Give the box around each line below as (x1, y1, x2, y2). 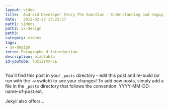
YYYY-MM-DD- (118, 83, 151, 89)
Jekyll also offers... (5, 98, 45, 104)
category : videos (5, 36, 42, 41)
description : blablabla (5, 54, 55, 59)
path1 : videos (5, 21, 35, 27)
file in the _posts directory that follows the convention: (5, 83, 118, 89)
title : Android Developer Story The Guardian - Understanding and (5, 12, 150, 17)
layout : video (5, 7, 35, 13)
